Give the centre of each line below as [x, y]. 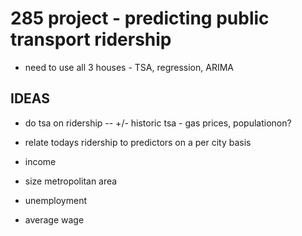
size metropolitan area [71, 181]
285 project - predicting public [140, 18]
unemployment [56, 200]
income [40, 161]
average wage [54, 219]
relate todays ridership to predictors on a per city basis [138, 142]
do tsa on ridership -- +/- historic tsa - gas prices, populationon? [158, 123]
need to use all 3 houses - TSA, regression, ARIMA [129, 67]
